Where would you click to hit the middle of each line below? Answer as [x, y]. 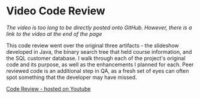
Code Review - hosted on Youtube [49, 88]
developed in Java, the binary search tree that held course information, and [99, 51]
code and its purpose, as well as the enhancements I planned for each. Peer [100, 65]
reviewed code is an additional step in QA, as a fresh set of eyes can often [98, 71]
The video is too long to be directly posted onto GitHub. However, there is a [99, 27]
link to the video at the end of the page [54, 33]
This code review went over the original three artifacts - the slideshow [93, 45]
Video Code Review [56, 11]
